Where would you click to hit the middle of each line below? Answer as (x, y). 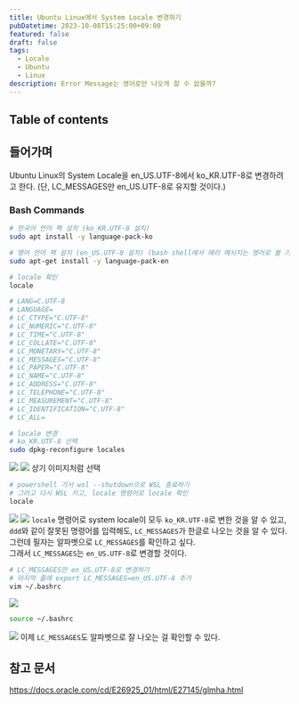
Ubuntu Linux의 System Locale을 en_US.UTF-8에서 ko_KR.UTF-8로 (131, 175)
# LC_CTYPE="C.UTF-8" (49, 318)
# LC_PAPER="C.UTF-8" (49, 368)
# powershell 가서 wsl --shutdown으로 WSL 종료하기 (99, 485)
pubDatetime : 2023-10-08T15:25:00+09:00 (85, 26)
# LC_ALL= (28, 417)
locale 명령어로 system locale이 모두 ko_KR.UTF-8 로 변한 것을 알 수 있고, (158, 519)
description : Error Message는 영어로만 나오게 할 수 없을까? (113, 84)
